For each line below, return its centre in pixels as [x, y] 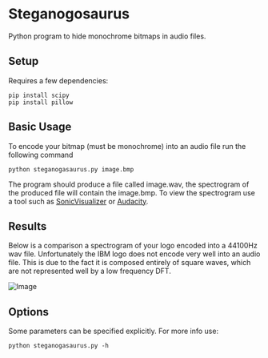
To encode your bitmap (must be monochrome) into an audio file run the [127, 146]
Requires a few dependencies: [58, 80]
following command [41, 155]
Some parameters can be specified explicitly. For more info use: [113, 331]
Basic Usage [40, 127]
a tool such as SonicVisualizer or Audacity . [78, 201]
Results [28, 226]
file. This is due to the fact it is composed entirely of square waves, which [130, 263]
